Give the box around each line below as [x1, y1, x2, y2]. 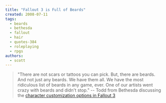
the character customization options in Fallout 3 [17, 93, 116, 99]
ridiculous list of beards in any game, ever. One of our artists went [17, 82, 153, 88]
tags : [5, 16, 16, 21]
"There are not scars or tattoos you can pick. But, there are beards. [17, 71, 156, 77]
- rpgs [9, 49, 23, 53]
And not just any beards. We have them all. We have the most [17, 77, 144, 83]
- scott [9, 58, 26, 63]
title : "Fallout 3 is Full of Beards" [5, 7, 86, 12]
